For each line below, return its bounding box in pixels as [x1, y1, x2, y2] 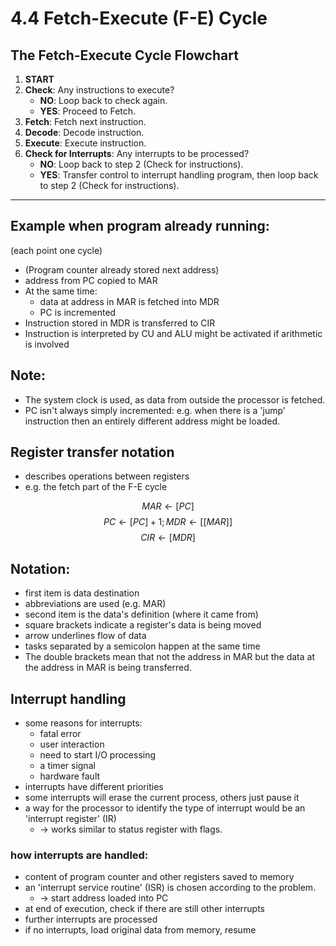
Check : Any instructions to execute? [24, 84, 175, 96]
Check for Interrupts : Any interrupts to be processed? [24, 148, 250, 159]
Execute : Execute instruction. [24, 137, 147, 149]
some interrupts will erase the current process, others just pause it [24, 792, 300, 804]
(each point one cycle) [10, 244, 103, 256]
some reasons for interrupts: [24, 717, 143, 729]
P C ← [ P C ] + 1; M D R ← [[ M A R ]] [103, 516, 233, 528]
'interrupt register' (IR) [24, 813, 117, 825]
